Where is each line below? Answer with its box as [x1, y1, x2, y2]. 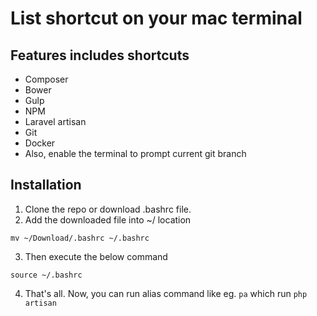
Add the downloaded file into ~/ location [24, 213, 192, 226]
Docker [24, 137, 56, 149]
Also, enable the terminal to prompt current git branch [24, 148, 247, 159]
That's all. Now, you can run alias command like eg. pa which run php [24, 287, 308, 299]
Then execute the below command [24, 250, 168, 262]
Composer [24, 73, 69, 85]
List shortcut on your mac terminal [10, 7, 303, 30]
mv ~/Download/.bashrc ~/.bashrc [10, 233, 150, 243]
